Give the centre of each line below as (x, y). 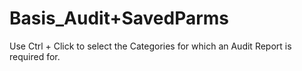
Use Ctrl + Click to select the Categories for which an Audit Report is (150, 46)
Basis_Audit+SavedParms (119, 18)
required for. (35, 56)
